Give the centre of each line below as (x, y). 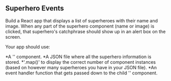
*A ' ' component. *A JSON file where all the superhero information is (78, 57)
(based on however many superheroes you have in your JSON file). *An (81, 67)
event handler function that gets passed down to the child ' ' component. (81, 73)
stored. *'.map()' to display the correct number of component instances (81, 62)
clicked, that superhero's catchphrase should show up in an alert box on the (85, 31)
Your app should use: (28, 47)
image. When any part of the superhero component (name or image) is (80, 26)
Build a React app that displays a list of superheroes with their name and (82, 20)
